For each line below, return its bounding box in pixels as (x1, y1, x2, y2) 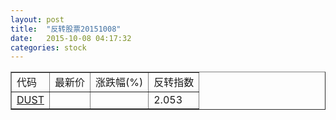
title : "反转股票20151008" (10, 24, 122, 34)
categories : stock (10, 42, 87, 53)
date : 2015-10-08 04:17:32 (10, 33, 132, 43)
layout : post (10, 14, 65, 25)
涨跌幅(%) (94, 76, 144, 90)
